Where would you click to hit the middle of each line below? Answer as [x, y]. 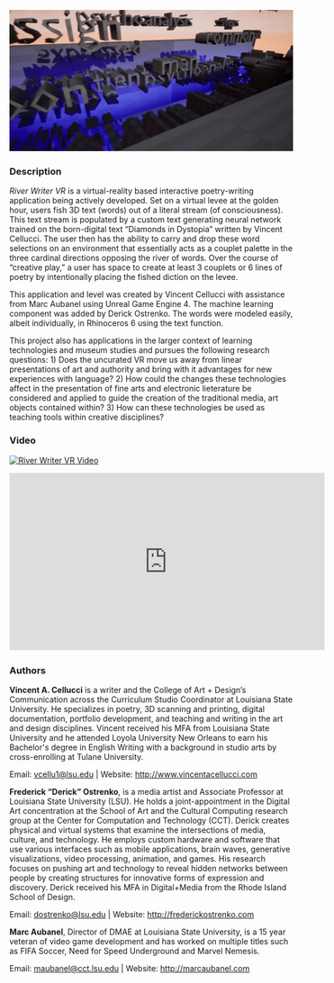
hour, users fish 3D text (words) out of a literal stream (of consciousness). [146, 210]
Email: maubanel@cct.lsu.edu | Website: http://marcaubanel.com [130, 968]
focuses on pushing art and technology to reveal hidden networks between [149, 868]
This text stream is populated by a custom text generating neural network [145, 220]
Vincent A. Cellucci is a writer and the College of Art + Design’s [128, 690]
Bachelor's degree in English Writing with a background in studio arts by [143, 747]
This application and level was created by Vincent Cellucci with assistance [147, 294]
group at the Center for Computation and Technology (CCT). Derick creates [149, 820]
